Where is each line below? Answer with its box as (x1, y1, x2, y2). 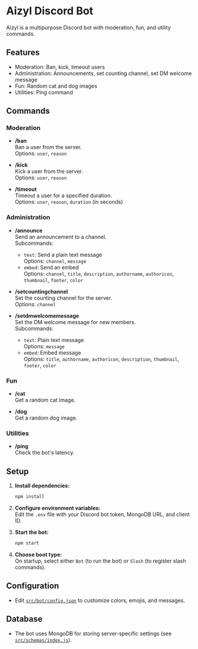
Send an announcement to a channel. (14, 233, 107, 240)
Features (6, 48, 40, 58)
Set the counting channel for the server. (14, 294, 112, 302)
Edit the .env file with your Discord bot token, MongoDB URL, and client (14, 511, 190, 518)
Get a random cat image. (14, 396, 76, 403)
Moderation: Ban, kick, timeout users (14, 63, 105, 70)
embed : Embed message (23, 349, 81, 356)
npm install (14, 493, 45, 500)
